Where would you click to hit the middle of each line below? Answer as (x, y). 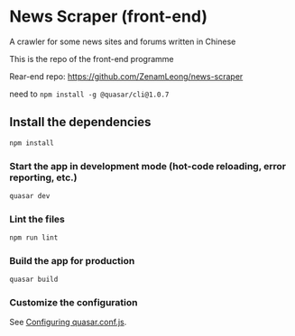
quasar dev (30, 195)
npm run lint (34, 238)
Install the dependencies (80, 122)
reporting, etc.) (43, 177)
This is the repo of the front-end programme (92, 59)
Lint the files (37, 219)
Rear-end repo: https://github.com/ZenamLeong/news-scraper (126, 76)
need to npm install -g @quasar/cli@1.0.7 (89, 94)
